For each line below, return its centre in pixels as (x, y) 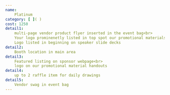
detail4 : (14, 71)
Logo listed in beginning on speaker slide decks (68, 43)
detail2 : (14, 47)
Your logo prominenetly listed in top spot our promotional (79, 38)
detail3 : (14, 57)
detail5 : (14, 80)
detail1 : (14, 29)
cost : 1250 (17, 24)
